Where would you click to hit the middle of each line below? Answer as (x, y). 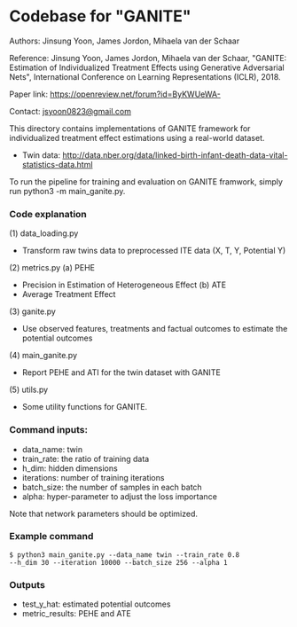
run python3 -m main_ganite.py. (67, 191)
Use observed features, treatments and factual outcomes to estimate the (155, 329)
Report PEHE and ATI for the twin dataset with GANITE (121, 372)
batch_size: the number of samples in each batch (112, 487)
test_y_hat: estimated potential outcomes (96, 604)
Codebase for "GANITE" (100, 16)
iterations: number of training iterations (93, 477)
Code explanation (48, 214)
